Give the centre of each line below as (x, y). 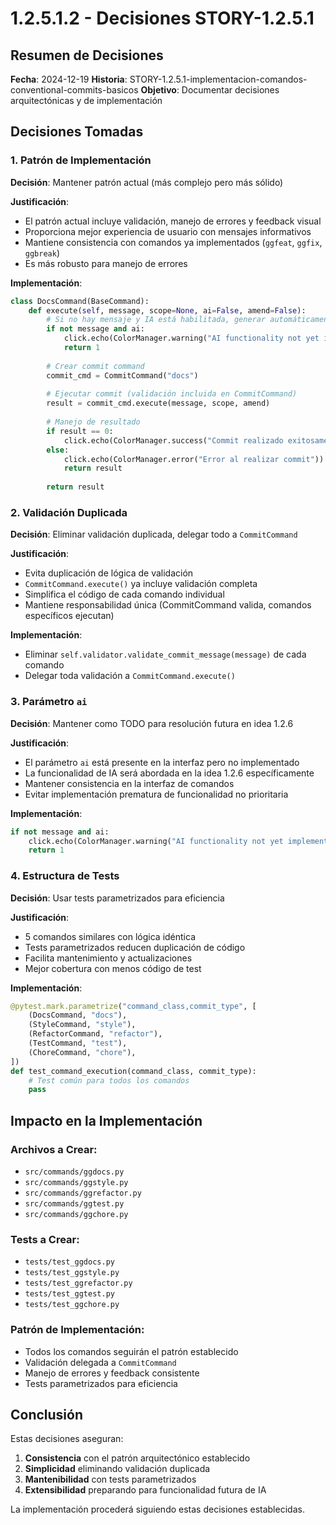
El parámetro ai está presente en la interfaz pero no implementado (162, 762)
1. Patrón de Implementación (81, 160)
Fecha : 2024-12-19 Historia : (69, 79)
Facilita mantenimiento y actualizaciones (108, 958)
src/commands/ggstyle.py (76, 1183)
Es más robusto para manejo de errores (106, 263)
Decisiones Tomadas (77, 132)
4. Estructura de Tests (65, 876)
